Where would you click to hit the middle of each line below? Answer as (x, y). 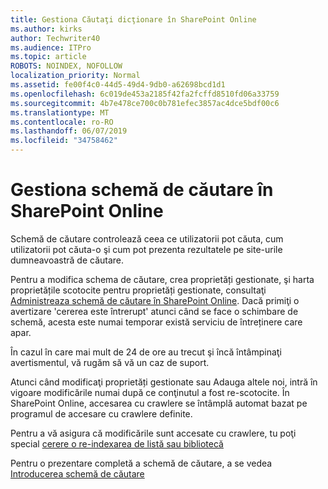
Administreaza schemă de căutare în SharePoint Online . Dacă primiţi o (155, 300)
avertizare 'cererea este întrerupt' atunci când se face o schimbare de (154, 311)
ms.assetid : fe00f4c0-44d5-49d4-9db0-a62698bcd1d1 (118, 85)
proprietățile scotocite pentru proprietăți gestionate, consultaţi (138, 290)
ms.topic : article (48, 57)
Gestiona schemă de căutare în (142, 190)
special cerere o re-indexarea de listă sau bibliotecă (117, 443)
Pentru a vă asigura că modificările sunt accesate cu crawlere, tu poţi (153, 433)
